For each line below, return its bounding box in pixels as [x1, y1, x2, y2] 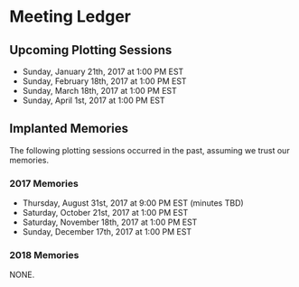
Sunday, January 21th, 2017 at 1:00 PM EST [22, 66, 184, 77]
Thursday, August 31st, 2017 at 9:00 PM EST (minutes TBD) [22, 198, 244, 208]
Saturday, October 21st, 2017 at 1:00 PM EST [22, 208, 189, 218]
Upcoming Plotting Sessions [9, 42, 173, 58]
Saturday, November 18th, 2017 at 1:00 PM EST [22, 217, 198, 227]
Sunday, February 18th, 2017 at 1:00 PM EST [22, 76, 187, 87]
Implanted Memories [9, 121, 129, 136]
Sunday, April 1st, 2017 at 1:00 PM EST [22, 95, 165, 106]
